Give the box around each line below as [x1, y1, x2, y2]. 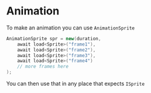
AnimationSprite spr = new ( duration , [6, 35, 101, 41]
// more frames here [17, 64, 69, 70]
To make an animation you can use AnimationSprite [6, 24, 135, 31]
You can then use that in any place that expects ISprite [6, 80, 145, 88]
